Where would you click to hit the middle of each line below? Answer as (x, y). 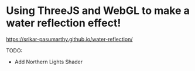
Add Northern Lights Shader (49, 62)
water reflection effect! (64, 23)
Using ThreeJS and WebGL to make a (98, 11)
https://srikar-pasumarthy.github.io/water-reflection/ (69, 39)
